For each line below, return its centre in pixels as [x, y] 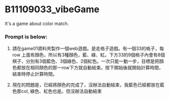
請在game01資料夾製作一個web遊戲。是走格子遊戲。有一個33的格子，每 [88, 48]
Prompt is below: [26, 37]
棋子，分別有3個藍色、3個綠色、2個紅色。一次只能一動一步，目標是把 [86, 61]
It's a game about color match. [37, 23]
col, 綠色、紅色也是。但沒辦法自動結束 [62, 91]
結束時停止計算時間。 [34, 74]
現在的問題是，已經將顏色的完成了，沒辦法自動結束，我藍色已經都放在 [86, 85]
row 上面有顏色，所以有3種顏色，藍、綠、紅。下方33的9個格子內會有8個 [89, 55]
